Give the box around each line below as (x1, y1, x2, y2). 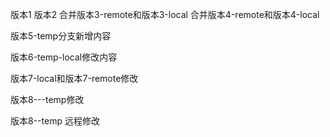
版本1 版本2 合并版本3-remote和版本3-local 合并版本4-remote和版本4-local (10, 9, 320, 20)
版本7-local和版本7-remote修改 (10, 73, 139, 84)
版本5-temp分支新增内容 (10, 30, 112, 42)
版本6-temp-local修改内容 (10, 51, 118, 63)
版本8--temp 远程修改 (10, 115, 100, 127)
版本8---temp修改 (10, 94, 85, 105)
